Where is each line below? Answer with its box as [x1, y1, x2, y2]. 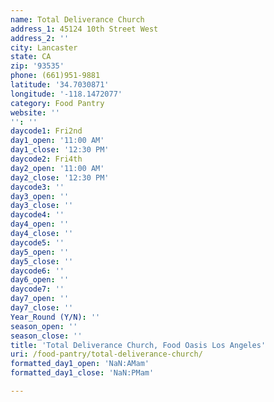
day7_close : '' [10, 303, 74, 313]
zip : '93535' [10, 61, 65, 71]
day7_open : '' [10, 294, 70, 304]
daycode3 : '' [10, 182, 65, 192]
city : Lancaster [10, 42, 78, 53]
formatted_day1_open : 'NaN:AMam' [10, 359, 150, 369]
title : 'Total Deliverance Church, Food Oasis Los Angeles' [10, 340, 267, 350]
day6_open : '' [10, 275, 70, 285]
